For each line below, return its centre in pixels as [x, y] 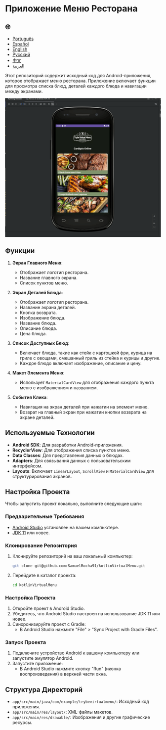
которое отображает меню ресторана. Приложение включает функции [81, 81]
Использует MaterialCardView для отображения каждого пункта [87, 382]
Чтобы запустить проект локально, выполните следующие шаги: [74, 504]
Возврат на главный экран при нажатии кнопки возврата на [83, 412]
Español [21, 44]
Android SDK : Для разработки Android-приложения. [67, 445]
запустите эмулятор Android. [43, 658]
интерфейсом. [27, 466]
